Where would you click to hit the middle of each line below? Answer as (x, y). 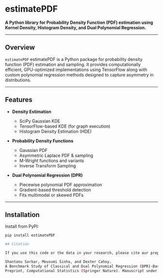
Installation (22, 214)
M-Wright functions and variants (52, 160)
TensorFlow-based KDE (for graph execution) (65, 126)
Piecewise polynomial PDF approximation (61, 185)
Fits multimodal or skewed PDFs (51, 195)
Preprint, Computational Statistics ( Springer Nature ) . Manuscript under (81, 271)
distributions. (18, 80)
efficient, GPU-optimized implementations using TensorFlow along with (76, 70)
